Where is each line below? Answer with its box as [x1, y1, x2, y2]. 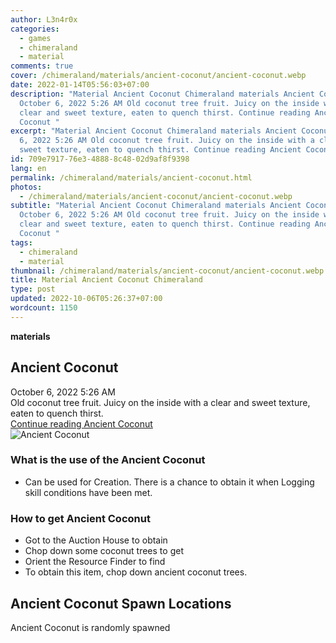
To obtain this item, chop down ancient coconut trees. [24, 566, 248, 578]
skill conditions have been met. [24, 486, 153, 498]
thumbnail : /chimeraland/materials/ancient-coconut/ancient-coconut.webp [10, 266, 325, 276]
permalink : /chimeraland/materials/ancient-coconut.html [10, 172, 253, 183]
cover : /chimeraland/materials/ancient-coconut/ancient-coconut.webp [10, 71, 307, 81]
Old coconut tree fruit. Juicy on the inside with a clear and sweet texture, [10, 396, 311, 408]
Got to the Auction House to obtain [24, 534, 168, 546]
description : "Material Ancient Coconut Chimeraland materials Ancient [10, 89, 315, 99]
